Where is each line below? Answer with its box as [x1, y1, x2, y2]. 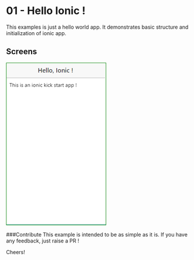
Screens [6, 47, 37, 57]
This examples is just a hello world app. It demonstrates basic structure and [6, 23, 189, 30]
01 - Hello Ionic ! [6, 4, 86, 18]
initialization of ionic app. [6, 29, 66, 36]
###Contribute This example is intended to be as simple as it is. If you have [6, 231, 188, 238]
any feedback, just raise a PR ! [6, 237, 79, 244]
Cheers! [6, 248, 25, 255]
